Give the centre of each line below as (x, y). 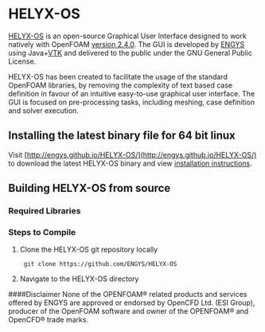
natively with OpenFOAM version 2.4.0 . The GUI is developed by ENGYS (127, 44)
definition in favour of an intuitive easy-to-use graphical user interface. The (132, 93)
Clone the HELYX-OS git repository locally (89, 250)
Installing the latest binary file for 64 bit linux (122, 136)
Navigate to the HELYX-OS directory (79, 279)
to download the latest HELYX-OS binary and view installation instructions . (130, 163)
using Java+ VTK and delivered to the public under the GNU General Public (131, 53)
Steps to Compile (42, 232)
